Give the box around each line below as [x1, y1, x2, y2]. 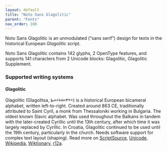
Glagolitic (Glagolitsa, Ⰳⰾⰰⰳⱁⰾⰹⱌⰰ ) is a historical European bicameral [5, 97, 146, 103]
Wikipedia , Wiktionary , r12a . [5, 140, 63, 146]
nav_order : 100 [5, 21, 37, 27]
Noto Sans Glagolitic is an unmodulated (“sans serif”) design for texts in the [5, 35, 162, 41]
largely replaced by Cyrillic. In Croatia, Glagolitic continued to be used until [5, 124, 160, 130]
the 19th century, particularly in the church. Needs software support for [5, 129, 154, 136]
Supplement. [5, 61, 32, 67]
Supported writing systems [5, 73, 74, 81]
